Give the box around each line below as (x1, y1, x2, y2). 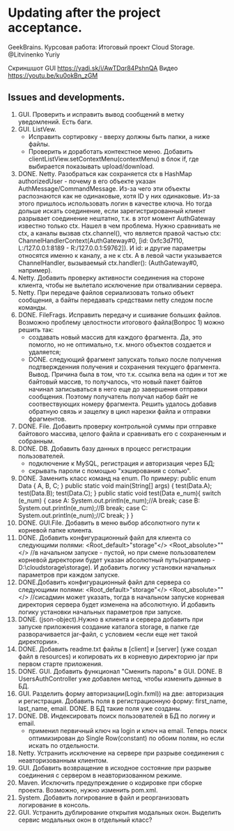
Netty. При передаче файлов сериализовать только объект (17, 288, 194, 296)
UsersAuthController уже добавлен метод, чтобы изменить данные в (17, 674, 222, 683)
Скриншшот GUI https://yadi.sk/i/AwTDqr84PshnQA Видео (8, 64, 178, 72)
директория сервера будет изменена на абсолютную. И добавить (17, 600, 215, 609)
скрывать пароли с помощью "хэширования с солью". (28, 466, 192, 475)
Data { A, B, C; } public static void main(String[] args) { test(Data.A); (17, 481, 212, 490)
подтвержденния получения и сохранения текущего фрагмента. (28, 362, 221, 371)
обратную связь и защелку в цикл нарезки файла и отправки (28, 407, 211, 415)
